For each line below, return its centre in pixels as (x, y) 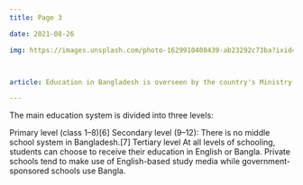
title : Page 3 (36, 18)
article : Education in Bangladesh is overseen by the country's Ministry (151, 82)
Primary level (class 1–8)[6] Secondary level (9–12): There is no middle (140, 133)
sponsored (29, 171)
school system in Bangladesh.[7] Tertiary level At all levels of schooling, (142, 142)
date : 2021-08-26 (42, 34)
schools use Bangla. (88, 171)
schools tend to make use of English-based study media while (125, 162)
